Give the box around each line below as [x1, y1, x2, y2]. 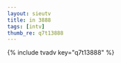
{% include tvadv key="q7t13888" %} [7, 48, 115, 57]
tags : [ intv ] [7, 23, 45, 30]
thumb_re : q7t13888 [7, 29, 64, 37]
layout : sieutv [7, 10, 51, 17]
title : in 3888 [7, 17, 51, 24]
